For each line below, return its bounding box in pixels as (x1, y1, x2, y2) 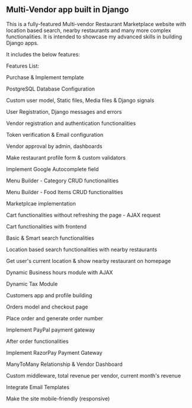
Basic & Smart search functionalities (6, 234, 95, 242)
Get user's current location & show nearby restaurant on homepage (6, 257, 171, 264)
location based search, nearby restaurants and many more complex (6, 27, 171, 34)
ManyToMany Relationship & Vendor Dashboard (6, 361, 123, 368)
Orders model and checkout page (6, 303, 88, 310)
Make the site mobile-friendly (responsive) (6, 395, 110, 402)
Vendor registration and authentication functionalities (6, 120, 136, 127)
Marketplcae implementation (6, 200, 76, 207)
